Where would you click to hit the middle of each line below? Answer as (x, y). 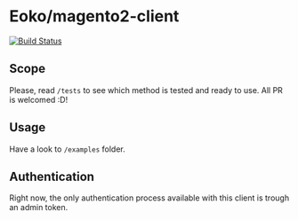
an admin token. (39, 208)
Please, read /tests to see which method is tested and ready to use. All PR (146, 90)
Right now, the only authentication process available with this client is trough (149, 198)
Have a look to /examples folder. (68, 149)
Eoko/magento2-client (94, 16)
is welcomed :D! (39, 99)
